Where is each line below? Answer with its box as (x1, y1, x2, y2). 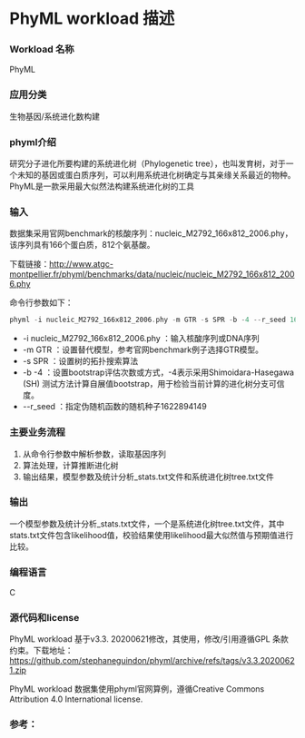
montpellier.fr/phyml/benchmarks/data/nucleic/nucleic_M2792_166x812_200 (9, 269, 295, 280)
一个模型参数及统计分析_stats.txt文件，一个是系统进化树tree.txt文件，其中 (9, 518, 285, 529)
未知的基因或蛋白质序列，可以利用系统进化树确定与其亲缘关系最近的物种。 (16, 170, 296, 181)
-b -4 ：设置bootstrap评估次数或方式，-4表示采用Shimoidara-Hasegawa (22, 367, 295, 378)
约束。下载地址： (9, 645, 74, 656)
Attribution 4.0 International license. (9, 694, 143, 704)
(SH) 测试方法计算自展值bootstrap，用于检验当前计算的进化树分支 (22, 379, 270, 389)
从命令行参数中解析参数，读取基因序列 (22, 448, 166, 459)
